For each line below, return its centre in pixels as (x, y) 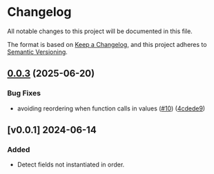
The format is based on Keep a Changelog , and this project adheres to (107, 44)
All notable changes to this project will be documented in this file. (100, 31)
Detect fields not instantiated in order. (71, 165)
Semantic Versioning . (37, 52)
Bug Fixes (24, 93)
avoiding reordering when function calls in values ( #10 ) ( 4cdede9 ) (111, 108)
